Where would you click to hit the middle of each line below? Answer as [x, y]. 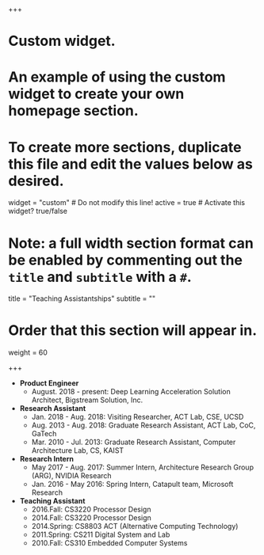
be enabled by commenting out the [126, 260]
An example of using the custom [117, 77]
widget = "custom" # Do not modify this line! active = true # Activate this [127, 203]
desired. [36, 181]
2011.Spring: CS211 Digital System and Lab [101, 534]
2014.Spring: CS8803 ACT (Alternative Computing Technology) [135, 526]
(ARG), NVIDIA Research [72, 476]
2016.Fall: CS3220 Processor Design [91, 509]
